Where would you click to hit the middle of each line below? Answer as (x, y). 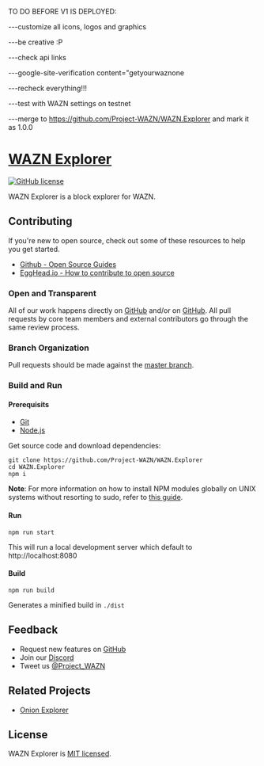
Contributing (40, 221)
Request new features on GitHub (73, 649)
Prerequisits (29, 404)
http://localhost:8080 (43, 555)
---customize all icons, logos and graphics (77, 27)
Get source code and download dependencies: (85, 446)
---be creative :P (36, 42)
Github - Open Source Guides (68, 264)
